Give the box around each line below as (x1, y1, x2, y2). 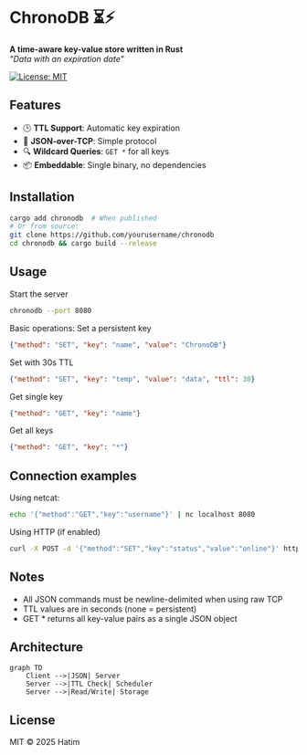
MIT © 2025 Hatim (9, 737, 80, 748)
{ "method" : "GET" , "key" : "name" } (9, 408, 142, 418)
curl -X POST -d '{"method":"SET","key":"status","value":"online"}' (9, 544, 281, 553)
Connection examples (9, 467, 137, 484)
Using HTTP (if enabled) (9, 526, 101, 537)
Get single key (9, 391, 64, 402)
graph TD (9, 664, 43, 673)
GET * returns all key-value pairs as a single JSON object (22, 613, 238, 624)
